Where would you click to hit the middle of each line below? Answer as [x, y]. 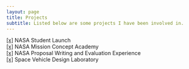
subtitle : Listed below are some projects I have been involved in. [95, 23]
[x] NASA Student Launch [39, 41]
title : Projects [27, 18]
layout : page [23, 12]
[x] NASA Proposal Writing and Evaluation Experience [74, 53]
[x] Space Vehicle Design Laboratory [52, 60]
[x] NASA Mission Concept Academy [52, 47]
